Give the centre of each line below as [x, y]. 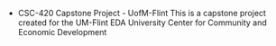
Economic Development [62, 32]
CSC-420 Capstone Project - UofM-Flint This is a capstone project [142, 13]
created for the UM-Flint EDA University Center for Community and [143, 23]
